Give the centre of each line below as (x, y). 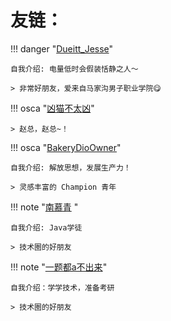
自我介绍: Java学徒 (46, 227)
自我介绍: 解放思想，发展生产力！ (71, 167)
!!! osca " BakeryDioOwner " (66, 147)
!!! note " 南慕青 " (44, 207)
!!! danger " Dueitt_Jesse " (62, 48)
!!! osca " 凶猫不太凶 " (52, 108)
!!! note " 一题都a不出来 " (59, 267)
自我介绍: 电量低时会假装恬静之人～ (74, 69)
